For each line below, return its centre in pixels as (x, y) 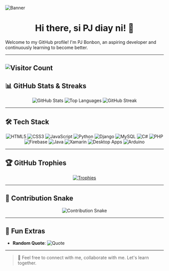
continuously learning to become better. (47, 47)
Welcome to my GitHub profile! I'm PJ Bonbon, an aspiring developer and (81, 42)
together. (27, 263)
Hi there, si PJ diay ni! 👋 (84, 28)
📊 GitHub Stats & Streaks (46, 86)
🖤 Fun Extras (25, 231)
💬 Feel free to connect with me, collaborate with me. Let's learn (83, 258)
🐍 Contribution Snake (39, 199)
